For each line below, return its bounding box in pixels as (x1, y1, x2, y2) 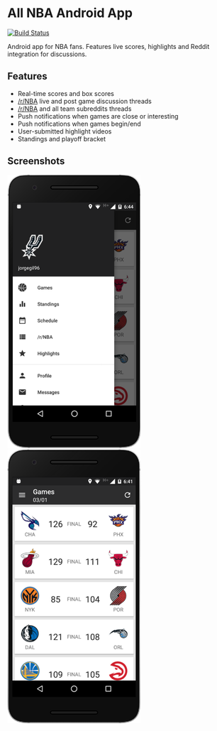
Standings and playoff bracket (17, 134, 106, 143)
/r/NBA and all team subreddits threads (17, 104, 132, 113)
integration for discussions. (7, 50, 87, 58)
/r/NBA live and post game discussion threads (17, 97, 152, 105)
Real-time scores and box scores (17, 89, 115, 97)
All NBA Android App (7, 5, 133, 21)
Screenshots (7, 155, 65, 168)
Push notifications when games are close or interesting (17, 112, 179, 120)
